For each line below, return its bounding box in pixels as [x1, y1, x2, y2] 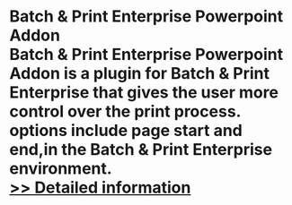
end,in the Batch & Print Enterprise [9, 140, 272, 160]
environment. [9, 158, 112, 179]
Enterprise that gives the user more [9, 82, 279, 103]
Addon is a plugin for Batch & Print [9, 64, 270, 84]
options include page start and [9, 121, 243, 141]
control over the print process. [9, 101, 241, 122]
